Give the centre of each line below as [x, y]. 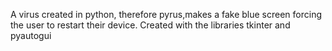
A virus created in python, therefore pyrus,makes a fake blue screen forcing [166, 14]
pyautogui [31, 35]
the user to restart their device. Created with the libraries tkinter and [150, 25]
